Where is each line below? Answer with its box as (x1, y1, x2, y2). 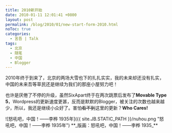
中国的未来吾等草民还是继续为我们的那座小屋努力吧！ (5, 81, 118, 87)
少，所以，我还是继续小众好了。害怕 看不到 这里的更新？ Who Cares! (5, 105, 148, 111)
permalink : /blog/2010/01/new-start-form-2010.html (5, 22, 118, 27)
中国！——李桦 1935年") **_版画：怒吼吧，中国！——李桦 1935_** (18, 122, 158, 128)
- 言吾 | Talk (10, 36, 39, 42)
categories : (5, 31, 31, 36)
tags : (5, 41, 17, 46)
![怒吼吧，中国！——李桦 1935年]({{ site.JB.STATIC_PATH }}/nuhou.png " (5, 116, 160, 122)
